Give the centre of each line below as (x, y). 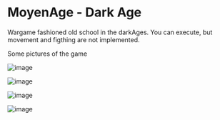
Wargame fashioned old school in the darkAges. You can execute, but (110, 32)
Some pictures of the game (47, 54)
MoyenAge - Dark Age (75, 12)
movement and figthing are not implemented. (74, 39)
